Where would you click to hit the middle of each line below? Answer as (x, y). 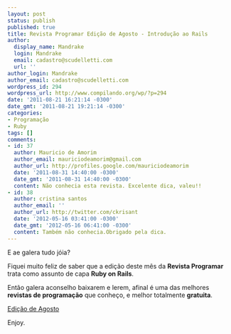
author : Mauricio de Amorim (55, 153)
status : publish (31, 21)
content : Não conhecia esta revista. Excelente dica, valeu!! (108, 185)
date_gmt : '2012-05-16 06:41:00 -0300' (73, 225)
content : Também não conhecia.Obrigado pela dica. (90, 232)
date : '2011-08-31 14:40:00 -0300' (66, 172)
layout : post (27, 14)
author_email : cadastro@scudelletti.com (68, 80)
